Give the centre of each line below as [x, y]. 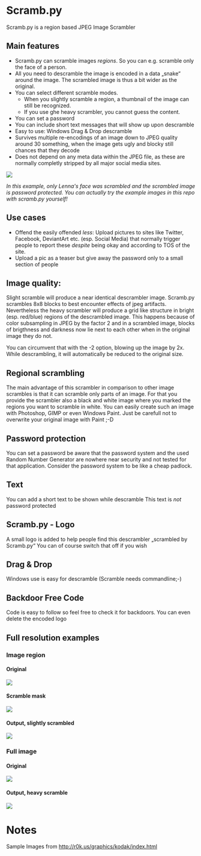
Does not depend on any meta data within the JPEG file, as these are [100, 157]
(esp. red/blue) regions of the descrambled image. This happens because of [100, 317]
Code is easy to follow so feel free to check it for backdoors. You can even [98, 613]
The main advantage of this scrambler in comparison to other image [90, 388]
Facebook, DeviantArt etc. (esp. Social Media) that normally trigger [97, 239]
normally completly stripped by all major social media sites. [88, 163]
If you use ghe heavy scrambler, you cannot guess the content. [102, 111]
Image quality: [34, 283]
